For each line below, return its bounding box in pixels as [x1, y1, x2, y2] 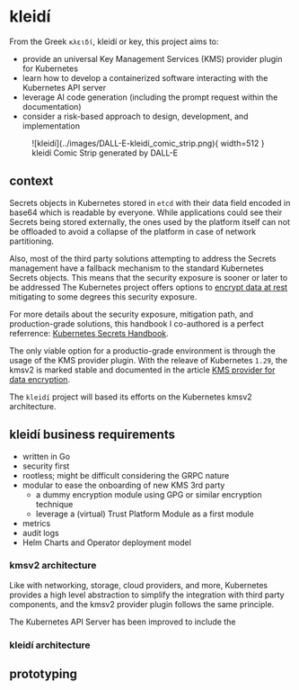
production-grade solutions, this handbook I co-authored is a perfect [9, 318, 265, 329]
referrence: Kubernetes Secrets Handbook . [9, 327, 169, 338]
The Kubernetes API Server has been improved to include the [9, 616, 236, 627]
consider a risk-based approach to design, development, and [22, 111, 249, 121]
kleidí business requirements [9, 427, 175, 443]
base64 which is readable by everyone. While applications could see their [9, 207, 283, 218]
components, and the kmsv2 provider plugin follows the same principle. [9, 598, 275, 609]
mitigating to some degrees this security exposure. [9, 291, 198, 302]
